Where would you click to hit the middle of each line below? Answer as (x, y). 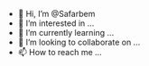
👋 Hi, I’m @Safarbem (56, 14)
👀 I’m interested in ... (56, 23)
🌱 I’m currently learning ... (66, 33)
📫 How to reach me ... (60, 52)
